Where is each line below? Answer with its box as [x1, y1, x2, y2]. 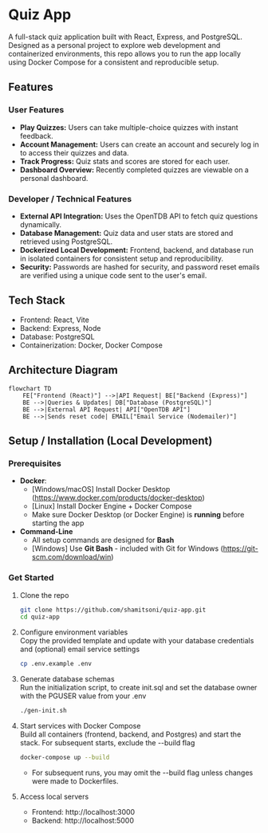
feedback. [19, 131, 53, 140]
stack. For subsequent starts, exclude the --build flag [19, 738, 195, 748]
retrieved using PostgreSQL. [19, 237, 113, 246]
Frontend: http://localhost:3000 [31, 807, 136, 816]
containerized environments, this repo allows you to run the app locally [8, 49, 242, 58]
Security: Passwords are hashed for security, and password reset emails [19, 261, 260, 272]
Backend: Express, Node [19, 323, 101, 332]
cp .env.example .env [19, 660, 92, 668]
